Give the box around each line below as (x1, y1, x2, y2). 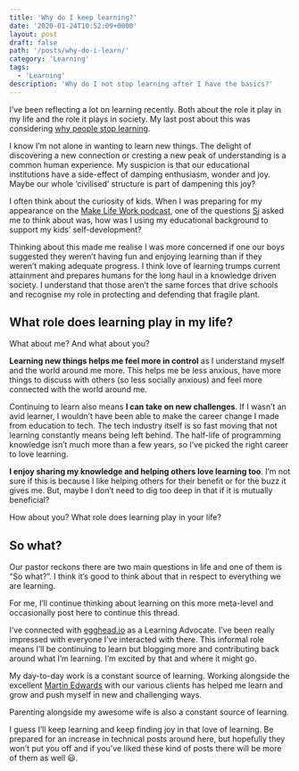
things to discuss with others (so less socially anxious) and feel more (9, 374, 263, 385)
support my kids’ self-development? (9, 224, 142, 235)
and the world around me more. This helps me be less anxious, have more (9, 365, 281, 376)
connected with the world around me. (9, 384, 147, 395)
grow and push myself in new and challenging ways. (9, 690, 203, 700)
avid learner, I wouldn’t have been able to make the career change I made (9, 411, 279, 422)
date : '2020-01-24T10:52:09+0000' (9, 21, 138, 30)
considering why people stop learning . (9, 122, 151, 134)
